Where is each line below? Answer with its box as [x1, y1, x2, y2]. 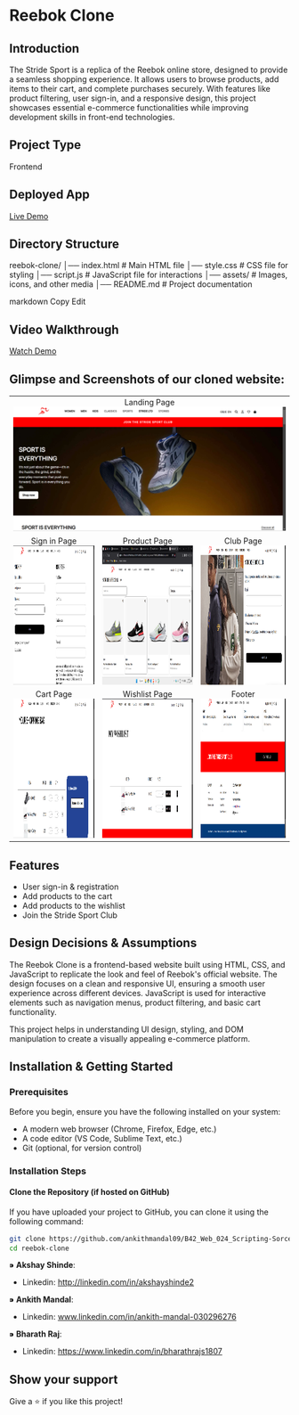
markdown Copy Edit [9, 296, 86, 307]
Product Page [122, 536, 174, 546]
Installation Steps [9, 1165, 87, 1177]
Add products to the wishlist [21, 901, 126, 912]
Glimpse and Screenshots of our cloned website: [9, 372, 285, 387]
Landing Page [124, 397, 175, 407]
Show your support [9, 1371, 118, 1386]
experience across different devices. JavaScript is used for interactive [9, 987, 267, 998]
